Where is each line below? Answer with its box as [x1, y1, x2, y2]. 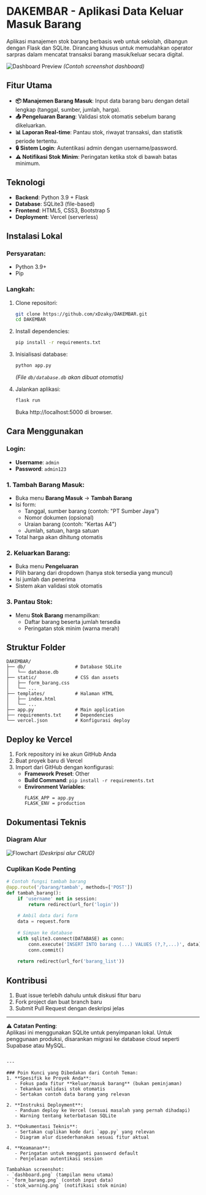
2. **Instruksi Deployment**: [6, 1102, 84, 1109]
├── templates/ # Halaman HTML [6, 691, 114, 697]
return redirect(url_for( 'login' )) [28, 901, 120, 907]
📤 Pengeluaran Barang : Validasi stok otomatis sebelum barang [15, 112, 176, 120]
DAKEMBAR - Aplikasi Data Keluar [6, 4, 184, 18]
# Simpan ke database [17, 929, 72, 936]
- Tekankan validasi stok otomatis [14, 1086, 105, 1093]
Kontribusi [6, 975, 48, 986]
